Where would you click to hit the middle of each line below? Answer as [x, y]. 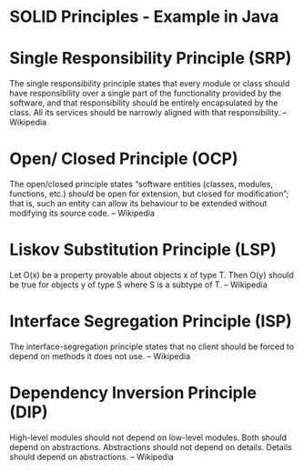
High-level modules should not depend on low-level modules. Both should [148, 437]
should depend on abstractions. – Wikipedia [92, 456]
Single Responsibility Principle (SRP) [151, 59]
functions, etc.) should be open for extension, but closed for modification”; [149, 194]
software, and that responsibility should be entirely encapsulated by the [144, 103]
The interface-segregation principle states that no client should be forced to [152, 346]
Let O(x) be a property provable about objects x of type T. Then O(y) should [151, 275]
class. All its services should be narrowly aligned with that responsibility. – [148, 113]
